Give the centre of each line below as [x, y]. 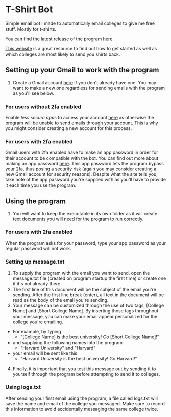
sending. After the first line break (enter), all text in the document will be [88, 295]
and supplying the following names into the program [67, 342]
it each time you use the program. [41, 185]
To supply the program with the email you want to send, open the [81, 273]
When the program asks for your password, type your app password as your [86, 243]
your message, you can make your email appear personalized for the [85, 316]
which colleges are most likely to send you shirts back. [63, 54]
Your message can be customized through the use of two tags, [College [88, 305]
